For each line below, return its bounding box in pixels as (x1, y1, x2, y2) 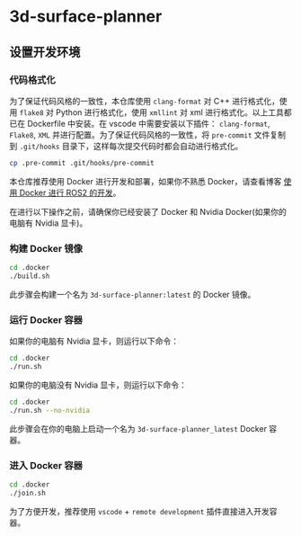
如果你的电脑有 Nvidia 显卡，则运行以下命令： (9, 335, 180, 347)
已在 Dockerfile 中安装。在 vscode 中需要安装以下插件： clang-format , (9, 118, 270, 129)
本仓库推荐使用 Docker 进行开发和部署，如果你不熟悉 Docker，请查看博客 (9, 175, 282, 186)
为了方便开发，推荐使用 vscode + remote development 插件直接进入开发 (9, 505, 270, 516)
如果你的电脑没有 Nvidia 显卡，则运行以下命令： (9, 380, 187, 390)
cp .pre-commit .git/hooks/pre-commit (9, 158, 155, 167)
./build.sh (9, 272, 50, 281)
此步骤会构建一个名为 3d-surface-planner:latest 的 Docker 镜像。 (9, 289, 256, 299)
